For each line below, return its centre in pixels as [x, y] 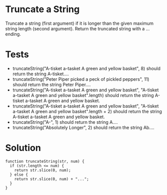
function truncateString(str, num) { [45, 161]
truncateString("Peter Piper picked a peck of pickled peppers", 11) [81, 79]
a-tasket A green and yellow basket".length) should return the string [83, 95]
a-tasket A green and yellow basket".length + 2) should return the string [87, 111]
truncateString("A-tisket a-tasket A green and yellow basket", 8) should [86, 68]
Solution [23, 148]
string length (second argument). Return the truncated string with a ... [77, 28]
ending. [13, 34]
